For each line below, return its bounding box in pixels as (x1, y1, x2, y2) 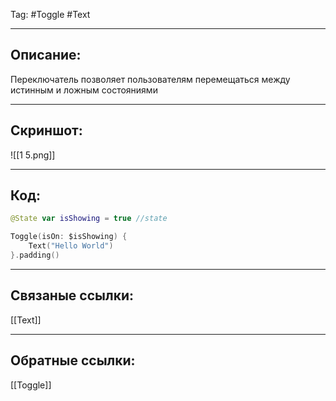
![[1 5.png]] (10, 149, 56, 161)
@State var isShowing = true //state (10, 214, 168, 224)
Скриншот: (10, 122, 83, 139)
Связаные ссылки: (10, 287, 134, 304)
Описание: (10, 47, 82, 64)
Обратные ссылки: (10, 352, 136, 369)
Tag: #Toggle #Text (10, 9, 91, 20)
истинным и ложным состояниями (10, 84, 158, 96)
